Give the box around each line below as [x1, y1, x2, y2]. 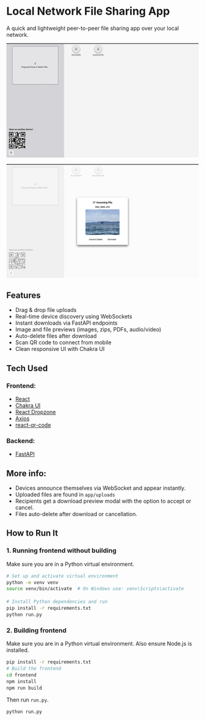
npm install [6, 678, 37, 684]
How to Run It [6, 528, 59, 539]
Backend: [6, 436, 35, 445]
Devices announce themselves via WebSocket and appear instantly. [15, 484, 186, 492]
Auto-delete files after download [15, 332, 97, 340]
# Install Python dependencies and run [6, 599, 108, 605]
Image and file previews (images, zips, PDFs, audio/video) [15, 326, 162, 333]
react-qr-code [15, 421, 51, 429]
